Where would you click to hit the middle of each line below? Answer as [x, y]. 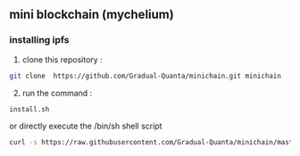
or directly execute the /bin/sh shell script [86, 126]
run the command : [57, 93]
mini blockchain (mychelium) [92, 15]
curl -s [24, 143]
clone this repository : [62, 59]
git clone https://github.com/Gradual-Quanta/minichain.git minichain [145, 76]
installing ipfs [39, 40]
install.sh [29, 109]
